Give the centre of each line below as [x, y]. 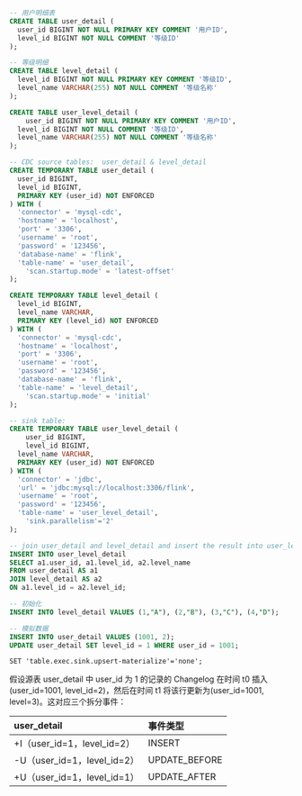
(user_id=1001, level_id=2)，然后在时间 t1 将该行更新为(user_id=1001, [137, 691]
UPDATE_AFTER [182, 777]
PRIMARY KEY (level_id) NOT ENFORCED [88, 321]
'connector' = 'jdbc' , [60, 479]
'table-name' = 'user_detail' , [76, 262]
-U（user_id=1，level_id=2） [76, 761]
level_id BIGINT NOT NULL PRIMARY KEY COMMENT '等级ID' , [125, 80]
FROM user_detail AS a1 [54, 571]
